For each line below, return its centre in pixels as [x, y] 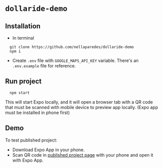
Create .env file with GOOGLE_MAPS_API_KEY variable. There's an [75, 60]
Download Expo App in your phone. [49, 150]
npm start [20, 93]
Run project [24, 82]
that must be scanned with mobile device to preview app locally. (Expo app [82, 107]
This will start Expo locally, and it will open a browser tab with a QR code [79, 102]
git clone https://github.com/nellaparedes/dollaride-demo [72, 47]
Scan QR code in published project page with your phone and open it [83, 155]
